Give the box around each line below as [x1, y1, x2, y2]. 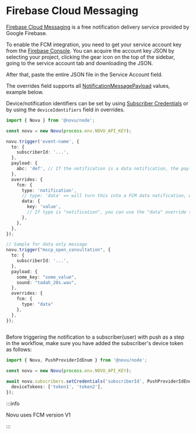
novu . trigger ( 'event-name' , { [6, 139, 80, 144]
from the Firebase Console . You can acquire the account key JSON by [6, 47, 175, 54]
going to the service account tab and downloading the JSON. [6, 60, 153, 67]
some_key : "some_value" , [16, 274, 77, 280]
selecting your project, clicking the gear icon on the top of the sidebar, [6, 53, 175, 60]
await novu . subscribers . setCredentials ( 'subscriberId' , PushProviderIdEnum [6, 378, 194, 384]
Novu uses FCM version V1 [6, 411, 71, 418]
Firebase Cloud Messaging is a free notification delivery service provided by [6, 23, 190, 30]
